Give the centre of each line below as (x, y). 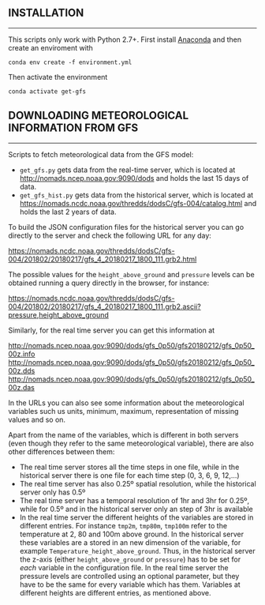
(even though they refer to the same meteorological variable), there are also (131, 443)
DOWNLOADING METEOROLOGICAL (99, 116)
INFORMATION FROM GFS (73, 128)
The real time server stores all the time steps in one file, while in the (129, 467)
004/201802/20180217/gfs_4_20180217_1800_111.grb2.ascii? (105, 306)
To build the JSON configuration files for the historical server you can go (126, 227)
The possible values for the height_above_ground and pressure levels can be (131, 274)
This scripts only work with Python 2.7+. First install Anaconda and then (125, 39)
